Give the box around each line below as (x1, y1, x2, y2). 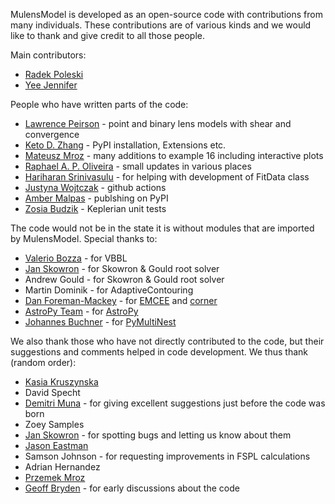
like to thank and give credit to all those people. (10, 30, 206, 41)
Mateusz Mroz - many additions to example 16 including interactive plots (24, 150, 324, 161)
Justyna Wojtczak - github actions (24, 182, 167, 193)
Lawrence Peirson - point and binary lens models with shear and (24, 118, 292, 129)
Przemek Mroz (24, 472, 86, 483)
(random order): (10, 357, 77, 368)
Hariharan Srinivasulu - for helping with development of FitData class (24, 171, 310, 183)
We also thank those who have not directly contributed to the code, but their (10, 335, 325, 347)
